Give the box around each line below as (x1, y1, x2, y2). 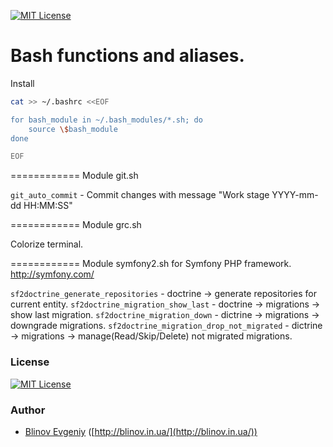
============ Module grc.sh (10, 219, 142, 231)
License (10, 355, 50, 369)
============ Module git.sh (10, 170, 139, 182)
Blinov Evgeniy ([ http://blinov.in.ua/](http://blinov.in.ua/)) (24, 425, 258, 437)
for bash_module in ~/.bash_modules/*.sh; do (10, 115, 203, 125)
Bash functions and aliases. (10, 45, 245, 67)
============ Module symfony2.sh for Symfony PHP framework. (10, 258, 292, 270)
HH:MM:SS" (23, 200, 73, 212)
